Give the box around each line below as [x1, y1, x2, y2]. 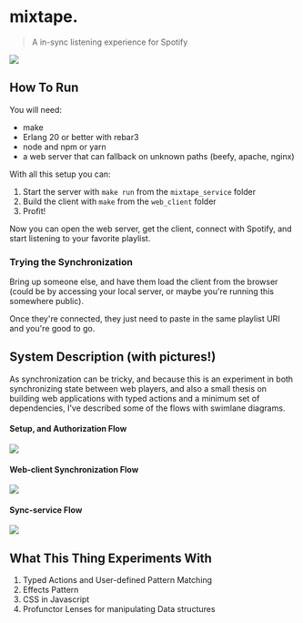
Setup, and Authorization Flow [9, 424, 127, 434]
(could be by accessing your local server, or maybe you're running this [9, 286, 275, 297]
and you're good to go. [9, 323, 96, 334]
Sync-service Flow [9, 504, 83, 516]
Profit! [22, 205, 46, 216]
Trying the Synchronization [9, 255, 134, 268]
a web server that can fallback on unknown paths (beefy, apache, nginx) [22, 150, 295, 161]
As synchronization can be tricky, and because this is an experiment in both [9, 373, 294, 384]
